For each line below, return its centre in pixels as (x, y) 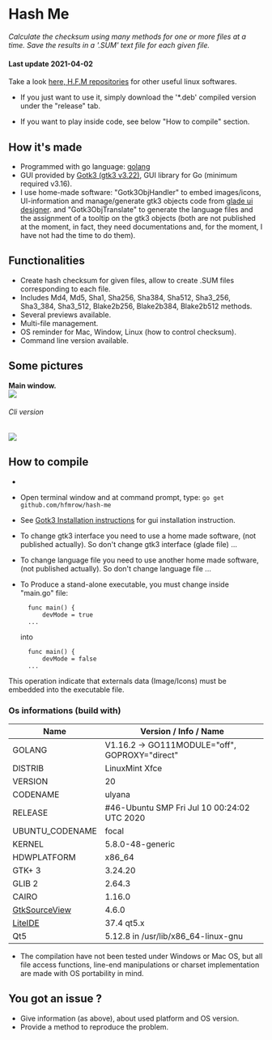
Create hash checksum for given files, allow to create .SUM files (127, 280)
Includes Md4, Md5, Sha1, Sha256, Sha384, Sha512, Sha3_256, (125, 297)
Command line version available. (74, 340)
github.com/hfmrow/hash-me (66, 505)
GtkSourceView (42, 910)
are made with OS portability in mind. (82, 973)
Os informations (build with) (65, 711)
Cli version (26, 412)
